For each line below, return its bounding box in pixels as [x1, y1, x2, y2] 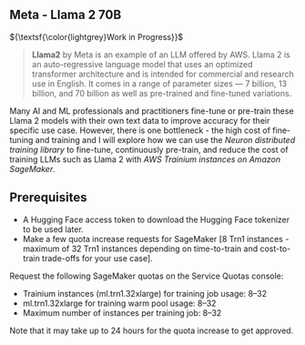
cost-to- [259, 243, 291, 254]
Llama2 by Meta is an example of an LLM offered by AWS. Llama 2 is [31, 49, 291, 60]
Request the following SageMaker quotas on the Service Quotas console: [9, 270, 284, 281]
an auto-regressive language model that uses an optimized [31, 58, 253, 69]
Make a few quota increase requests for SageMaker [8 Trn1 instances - [22, 233, 290, 244]
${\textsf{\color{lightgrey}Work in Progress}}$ [9, 31, 184, 42]
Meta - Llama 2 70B [9, 7, 122, 23]
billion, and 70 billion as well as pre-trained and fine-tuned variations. [31, 87, 292, 98]
